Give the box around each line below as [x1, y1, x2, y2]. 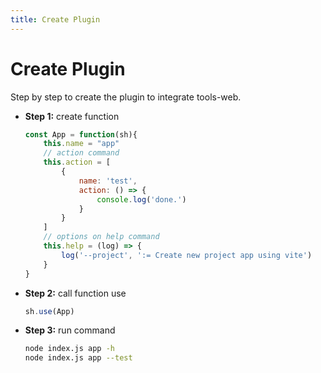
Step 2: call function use [24, 287, 127, 299]
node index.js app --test [24, 353, 133, 363]
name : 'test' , [78, 176, 138, 186]
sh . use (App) [24, 306, 75, 316]
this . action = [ [43, 157, 111, 168]
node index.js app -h [24, 344, 115, 354]
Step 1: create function [24, 110, 120, 122]
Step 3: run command [24, 324, 116, 336]
